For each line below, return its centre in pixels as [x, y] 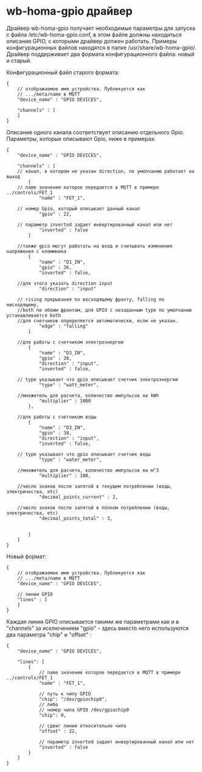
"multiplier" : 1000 [65, 401]
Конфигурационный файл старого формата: [63, 72]
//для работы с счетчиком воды [57, 417]
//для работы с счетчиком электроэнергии [70, 342]
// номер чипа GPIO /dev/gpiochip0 [84, 710]
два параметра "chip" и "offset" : [49, 634]
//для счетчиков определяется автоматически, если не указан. [98, 321]
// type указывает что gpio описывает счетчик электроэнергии [98, 380]
